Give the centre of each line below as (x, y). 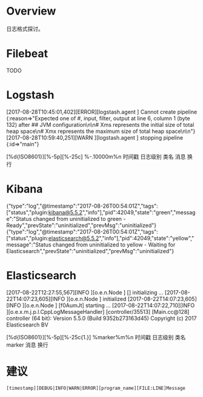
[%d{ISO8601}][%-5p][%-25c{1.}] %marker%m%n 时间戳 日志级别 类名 (96, 337)
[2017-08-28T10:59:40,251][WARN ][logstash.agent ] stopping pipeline (95, 137)
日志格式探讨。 (25, 29)
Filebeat (27, 54)
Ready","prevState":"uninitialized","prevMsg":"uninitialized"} (81, 225)
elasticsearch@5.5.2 (74, 238)
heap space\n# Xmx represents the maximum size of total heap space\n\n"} (101, 131)
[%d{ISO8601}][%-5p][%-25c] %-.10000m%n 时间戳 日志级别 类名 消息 (96, 157)
